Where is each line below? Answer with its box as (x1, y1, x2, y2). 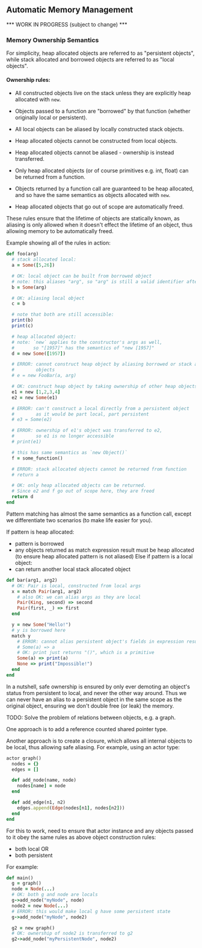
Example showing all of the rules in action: (6, 239, 111, 246)
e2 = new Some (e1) (11, 394, 58, 401)
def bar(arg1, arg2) (6, 577, 58, 583)
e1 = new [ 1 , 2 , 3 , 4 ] (11, 388, 61, 395)
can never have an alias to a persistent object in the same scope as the (6, 696, 182, 703)
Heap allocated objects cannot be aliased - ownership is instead (14, 149, 174, 156)
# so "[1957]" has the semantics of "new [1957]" (11, 345, 155, 351)
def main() (6, 875, 34, 881)
